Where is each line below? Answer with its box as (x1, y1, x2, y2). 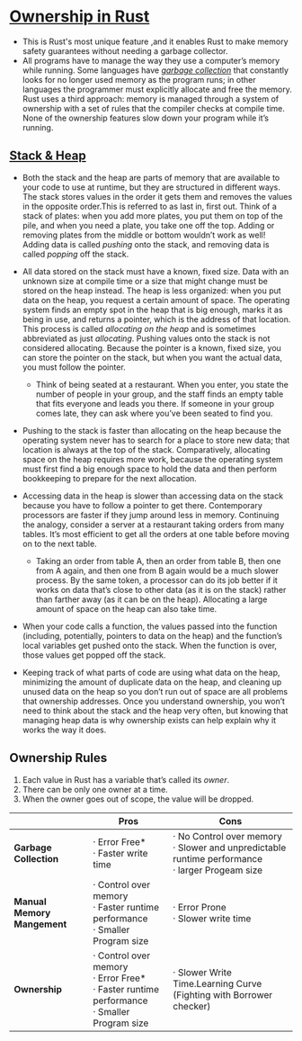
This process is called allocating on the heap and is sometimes (22, 323, 256, 334)
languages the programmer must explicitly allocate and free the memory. (22, 84, 292, 94)
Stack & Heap (9, 148, 87, 164)
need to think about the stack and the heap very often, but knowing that (22, 704, 289, 716)
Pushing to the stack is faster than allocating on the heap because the (22, 425, 281, 435)
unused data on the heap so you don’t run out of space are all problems (22, 686, 289, 696)
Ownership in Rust (9, 6, 150, 27)
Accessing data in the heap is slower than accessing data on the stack (22, 490, 284, 501)
